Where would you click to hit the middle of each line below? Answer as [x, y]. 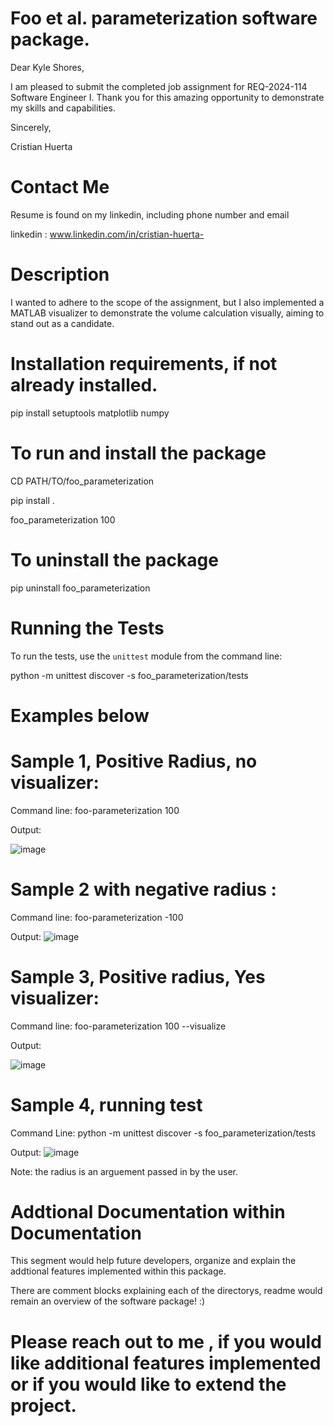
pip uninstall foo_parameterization [80, 588]
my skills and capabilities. [63, 108]
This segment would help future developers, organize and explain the [153, 1261]
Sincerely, [31, 127]
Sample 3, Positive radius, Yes [138, 976]
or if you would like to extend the [148, 1384]
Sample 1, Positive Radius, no [134, 761]
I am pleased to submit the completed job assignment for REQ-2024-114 [159, 86]
